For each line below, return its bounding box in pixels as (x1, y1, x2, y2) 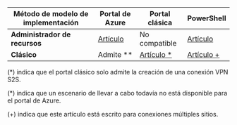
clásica (147, 18, 173, 27)
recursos (11, 39, 42, 48)
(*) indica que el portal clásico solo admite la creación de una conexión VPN (7, 68, 229, 76)
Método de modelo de (13, 9, 89, 18)
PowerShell (187, 13, 226, 23)
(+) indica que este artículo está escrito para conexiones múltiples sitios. (7, 110, 219, 118)
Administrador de (11, 29, 71, 39)
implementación (23, 18, 79, 27)
